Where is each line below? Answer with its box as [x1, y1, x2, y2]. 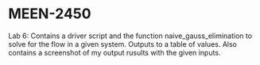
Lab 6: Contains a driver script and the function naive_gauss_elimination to [8, 31, 253, 40]
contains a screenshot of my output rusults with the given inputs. [8, 48, 221, 57]
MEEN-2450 [8, 5, 91, 23]
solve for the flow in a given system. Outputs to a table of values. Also [8, 39, 237, 48]
